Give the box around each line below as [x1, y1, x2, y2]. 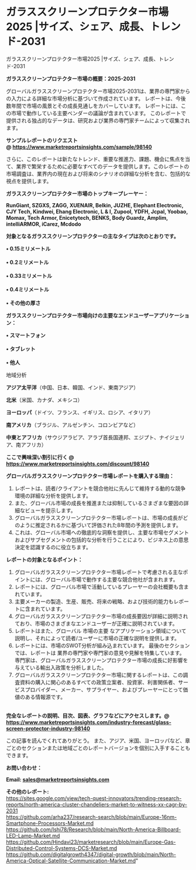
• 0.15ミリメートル [6, 245, 51, 252]
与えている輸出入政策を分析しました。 [14, 664, 107, 671]
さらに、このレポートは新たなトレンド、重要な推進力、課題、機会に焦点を [6, 155, 185, 162]
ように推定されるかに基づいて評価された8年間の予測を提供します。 [19, 521, 181, 529]
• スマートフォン [6, 331, 46, 338]
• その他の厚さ [6, 299, 41, 306]
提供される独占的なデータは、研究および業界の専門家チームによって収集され [6, 117, 190, 124]
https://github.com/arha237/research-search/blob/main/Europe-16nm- [6, 813, 177, 820]
